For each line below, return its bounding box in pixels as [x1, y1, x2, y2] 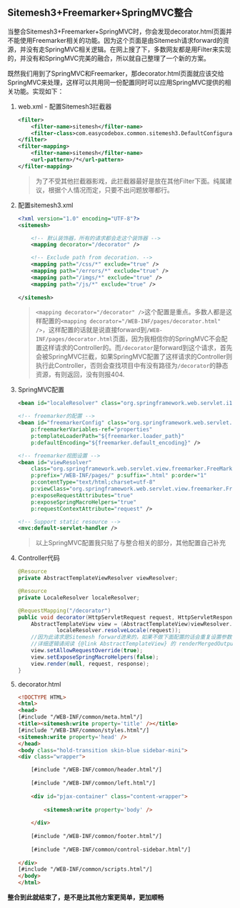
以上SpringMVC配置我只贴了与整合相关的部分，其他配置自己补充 [35, 539, 226, 547]
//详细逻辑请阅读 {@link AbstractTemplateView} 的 [31, 640, 176, 648]
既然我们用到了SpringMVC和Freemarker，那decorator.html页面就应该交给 [7, 69, 224, 77]
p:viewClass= [31, 485, 70, 493]
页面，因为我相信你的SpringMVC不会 [112, 334, 221, 343]
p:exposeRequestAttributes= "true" [31, 492, 134, 499]
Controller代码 [17, 554, 60, 562]
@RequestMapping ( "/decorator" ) [17, 607, 111, 614]
